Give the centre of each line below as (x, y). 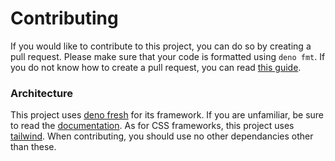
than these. (33, 147)
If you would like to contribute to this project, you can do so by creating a (161, 46)
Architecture (42, 93)
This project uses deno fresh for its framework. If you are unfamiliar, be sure (167, 115)
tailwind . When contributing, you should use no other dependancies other (162, 136)
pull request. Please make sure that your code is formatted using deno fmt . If (168, 56)
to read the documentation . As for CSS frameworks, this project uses (152, 126)
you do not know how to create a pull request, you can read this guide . (156, 67)
